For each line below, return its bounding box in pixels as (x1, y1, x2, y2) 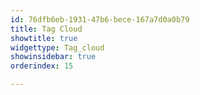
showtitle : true (10, 33, 78, 43)
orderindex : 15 (10, 61, 74, 71)
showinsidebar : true (10, 52, 97, 62)
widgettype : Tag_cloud (10, 42, 105, 53)
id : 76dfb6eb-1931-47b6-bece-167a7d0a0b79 (10, 14, 190, 25)
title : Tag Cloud (10, 24, 83, 34)
